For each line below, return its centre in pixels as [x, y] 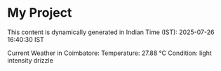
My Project [40, 13]
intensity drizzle [31, 60]
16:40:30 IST [26, 39]
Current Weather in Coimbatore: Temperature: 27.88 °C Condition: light [109, 53]
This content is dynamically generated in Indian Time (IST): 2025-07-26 [111, 32]
